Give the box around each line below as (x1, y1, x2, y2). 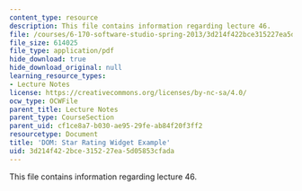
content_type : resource (9, 13, 99, 22)
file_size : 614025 (9, 38, 78, 48)
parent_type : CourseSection (9, 113, 115, 122)
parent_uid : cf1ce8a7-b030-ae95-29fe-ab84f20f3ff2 (9, 122, 203, 131)
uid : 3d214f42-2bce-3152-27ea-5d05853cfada (9, 146, 175, 155)
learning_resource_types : (9, 72, 106, 81)
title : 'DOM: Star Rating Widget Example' (9, 138, 171, 147)
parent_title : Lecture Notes (9, 105, 119, 114)
